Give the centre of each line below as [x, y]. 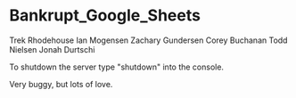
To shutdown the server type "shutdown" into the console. [117, 67]
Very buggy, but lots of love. [61, 84]
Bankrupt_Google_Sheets [105, 16]
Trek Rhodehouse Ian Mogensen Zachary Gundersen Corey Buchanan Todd [148, 40]
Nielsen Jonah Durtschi [52, 49]
